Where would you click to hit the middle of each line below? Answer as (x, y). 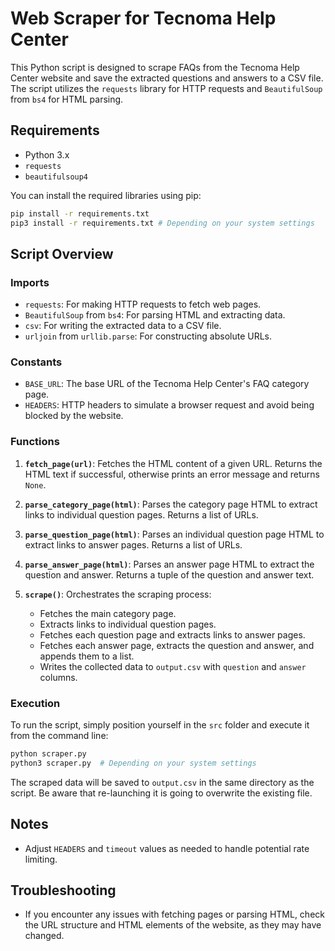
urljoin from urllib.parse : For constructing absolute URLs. (148, 336)
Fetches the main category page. (108, 613)
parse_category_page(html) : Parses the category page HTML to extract (171, 504)
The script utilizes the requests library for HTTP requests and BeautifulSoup (166, 88)
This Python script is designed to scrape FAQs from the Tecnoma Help (155, 67)
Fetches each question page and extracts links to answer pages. (172, 634)
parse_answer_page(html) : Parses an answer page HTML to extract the (169, 564)
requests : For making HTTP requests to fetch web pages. (143, 304)
